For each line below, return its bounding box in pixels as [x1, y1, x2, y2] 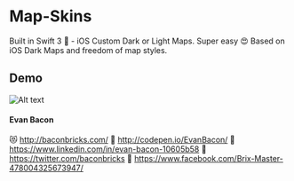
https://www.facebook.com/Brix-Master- [134, 153, 284, 163]
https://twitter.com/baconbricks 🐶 [9, 153, 133, 163]
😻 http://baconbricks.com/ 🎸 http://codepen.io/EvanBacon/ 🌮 [9, 134, 235, 145]
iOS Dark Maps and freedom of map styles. [9, 44, 168, 55]
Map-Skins [9, 6, 92, 27]
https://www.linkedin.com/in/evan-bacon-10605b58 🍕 [9, 144, 207, 154]
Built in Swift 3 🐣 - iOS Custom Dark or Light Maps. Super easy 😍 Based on [9, 35, 286, 46]
